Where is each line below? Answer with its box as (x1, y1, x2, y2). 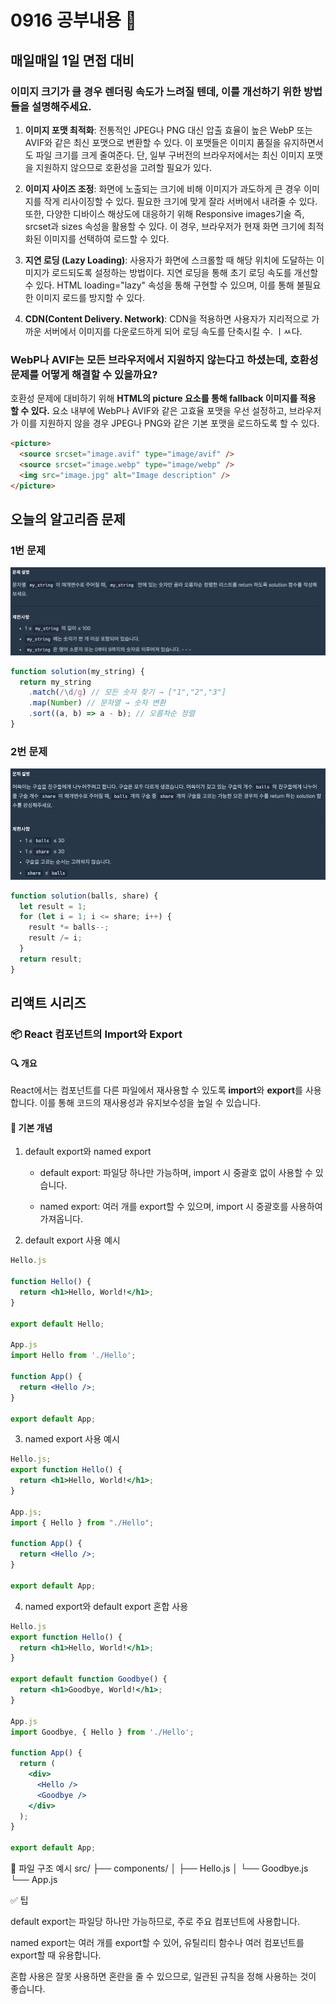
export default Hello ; (10, 1319, 105, 1329)
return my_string (19, 677, 92, 687)
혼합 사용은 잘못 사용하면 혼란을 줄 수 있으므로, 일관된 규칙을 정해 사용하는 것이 (10, 1971, 317, 1983)
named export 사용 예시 (24, 1433, 120, 1445)
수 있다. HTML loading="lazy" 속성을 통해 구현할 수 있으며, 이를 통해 (24, 279, 295, 291)
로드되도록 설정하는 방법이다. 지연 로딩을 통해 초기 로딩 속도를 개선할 (51, 266, 319, 278)
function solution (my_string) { (10, 666, 145, 676)
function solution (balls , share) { (10, 891, 159, 901)
